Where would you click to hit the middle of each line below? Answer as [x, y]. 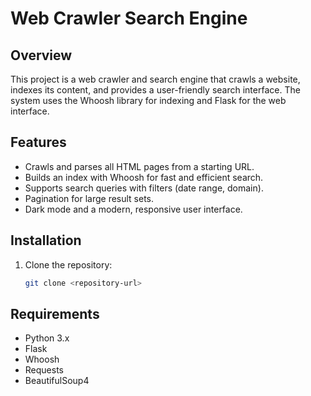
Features [38, 142]
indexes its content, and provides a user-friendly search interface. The [155, 90]
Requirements [55, 313]
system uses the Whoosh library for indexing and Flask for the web [148, 100]
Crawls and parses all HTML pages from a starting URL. [139, 166]
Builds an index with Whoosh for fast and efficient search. [144, 177]
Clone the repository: [68, 264]
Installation [46, 240]
